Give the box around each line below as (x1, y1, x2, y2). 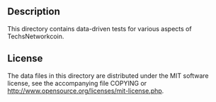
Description (7, 6, 60, 18)
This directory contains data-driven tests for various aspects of (7, 24, 193, 33)
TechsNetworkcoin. (7, 32, 64, 40)
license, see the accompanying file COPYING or (7, 79, 147, 87)
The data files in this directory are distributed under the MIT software (7, 71, 209, 80)
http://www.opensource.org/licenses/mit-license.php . (7, 86, 164, 95)
